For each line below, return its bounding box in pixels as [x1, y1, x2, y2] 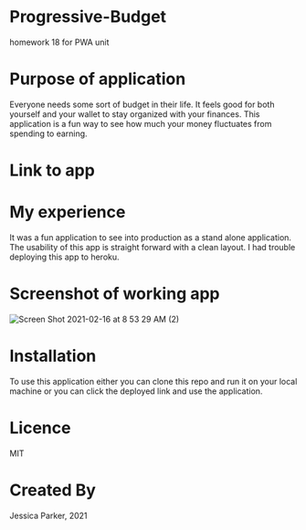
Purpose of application [9, 69, 186, 90]
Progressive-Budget [9, 6, 167, 27]
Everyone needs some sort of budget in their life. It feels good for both [9, 99, 275, 110]
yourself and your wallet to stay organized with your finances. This [9, 108, 260, 120]
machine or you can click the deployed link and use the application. [9, 386, 263, 397]
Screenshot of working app [9, 283, 221, 304]
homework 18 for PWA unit [9, 37, 110, 48]
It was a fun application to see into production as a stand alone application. [9, 232, 292, 243]
